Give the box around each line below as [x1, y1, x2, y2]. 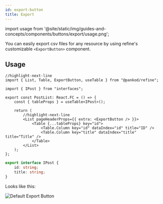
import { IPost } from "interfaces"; [5, 87, 83, 92]
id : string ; [14, 165, 39, 170]
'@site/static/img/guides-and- [44, 25, 106, 31]
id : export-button [5, 7, 43, 12]
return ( [14, 108, 32, 113]
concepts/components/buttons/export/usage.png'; [5, 31, 109, 37]
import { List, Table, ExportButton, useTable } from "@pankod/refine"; [5, 78, 159, 83]
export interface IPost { [5, 160, 59, 166]
